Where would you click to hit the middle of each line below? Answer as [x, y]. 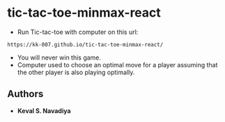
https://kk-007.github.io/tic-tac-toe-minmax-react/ [85, 44]
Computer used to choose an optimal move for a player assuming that [117, 64]
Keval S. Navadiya [44, 111]
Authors [25, 94]
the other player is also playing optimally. [76, 72]
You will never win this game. [59, 58]
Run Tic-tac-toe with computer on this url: [78, 32]
